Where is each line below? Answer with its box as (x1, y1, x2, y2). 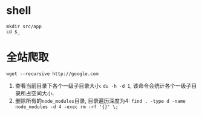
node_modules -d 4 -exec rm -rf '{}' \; (15, 103, 119, 110)
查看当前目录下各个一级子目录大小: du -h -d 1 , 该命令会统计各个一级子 (15, 82, 192, 89)
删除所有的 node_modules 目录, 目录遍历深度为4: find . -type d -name (15, 97, 186, 104)
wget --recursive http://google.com (6, 70, 99, 77)
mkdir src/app (6, 23, 42, 29)
